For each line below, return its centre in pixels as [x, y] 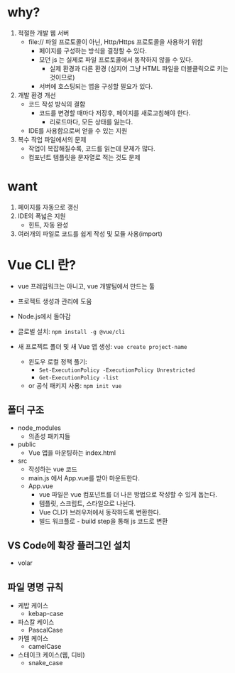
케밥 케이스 [33, 605]
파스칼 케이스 [36, 622]
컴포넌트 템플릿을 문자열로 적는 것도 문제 [84, 157]
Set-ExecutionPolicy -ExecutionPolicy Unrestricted [117, 370]
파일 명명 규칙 [35, 587]
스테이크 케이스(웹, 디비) [51, 655]
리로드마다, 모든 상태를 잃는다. [91, 122]
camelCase [45, 647]
